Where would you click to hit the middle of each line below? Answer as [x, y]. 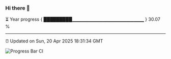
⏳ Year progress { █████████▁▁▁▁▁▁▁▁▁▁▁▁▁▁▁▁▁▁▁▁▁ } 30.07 [83, 19]
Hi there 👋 [18, 8]
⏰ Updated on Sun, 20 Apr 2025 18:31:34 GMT [54, 41]
